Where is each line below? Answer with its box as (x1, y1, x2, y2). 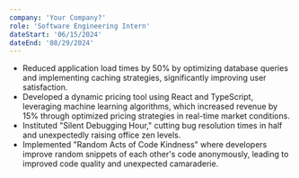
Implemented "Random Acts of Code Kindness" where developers (22, 139, 268, 150)
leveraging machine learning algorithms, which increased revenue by (22, 101, 278, 112)
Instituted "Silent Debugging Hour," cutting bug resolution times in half (22, 120, 283, 131)
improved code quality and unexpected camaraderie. (22, 158, 219, 169)
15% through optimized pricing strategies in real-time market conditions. (22, 111, 290, 121)
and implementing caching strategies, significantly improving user (22, 73, 267, 84)
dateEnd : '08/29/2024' (9, 38, 94, 48)
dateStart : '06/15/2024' (9, 30, 102, 39)
